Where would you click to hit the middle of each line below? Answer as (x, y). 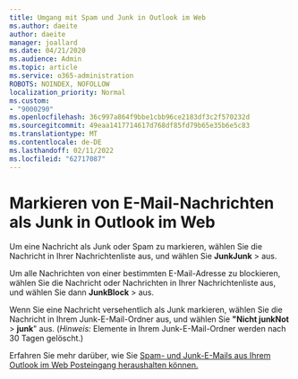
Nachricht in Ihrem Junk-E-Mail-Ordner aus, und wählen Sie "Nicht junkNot (149, 319)
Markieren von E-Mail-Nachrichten (142, 203)
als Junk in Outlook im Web (112, 222)
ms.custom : (30, 101)
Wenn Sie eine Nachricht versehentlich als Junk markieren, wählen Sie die (146, 310)
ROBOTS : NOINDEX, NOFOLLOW (60, 84)
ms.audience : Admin (46, 59)
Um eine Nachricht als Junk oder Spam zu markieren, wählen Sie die (136, 247)
